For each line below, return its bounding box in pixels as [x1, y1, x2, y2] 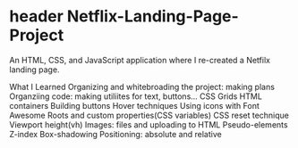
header [9, 6, 64, 27]
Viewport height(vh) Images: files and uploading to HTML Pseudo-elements [9, 119, 288, 130]
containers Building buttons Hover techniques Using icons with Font [9, 100, 260, 111]
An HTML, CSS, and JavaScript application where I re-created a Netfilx [9, 54, 271, 65]
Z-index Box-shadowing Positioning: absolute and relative [9, 128, 222, 139]
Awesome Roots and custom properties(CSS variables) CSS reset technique [9, 110, 289, 120]
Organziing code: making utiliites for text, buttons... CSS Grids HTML [9, 91, 262, 102]
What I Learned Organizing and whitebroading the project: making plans [9, 81, 276, 92]
